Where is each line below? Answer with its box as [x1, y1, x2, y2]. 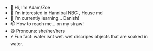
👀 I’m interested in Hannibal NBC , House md [10, 10, 103, 16]
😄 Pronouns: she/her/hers [10, 28, 65, 34]
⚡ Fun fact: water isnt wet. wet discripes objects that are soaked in [10, 34, 148, 39]
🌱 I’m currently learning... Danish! [10, 15, 80, 21]
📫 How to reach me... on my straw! [10, 21, 84, 27]
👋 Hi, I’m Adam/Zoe [10, 5, 50, 10]
